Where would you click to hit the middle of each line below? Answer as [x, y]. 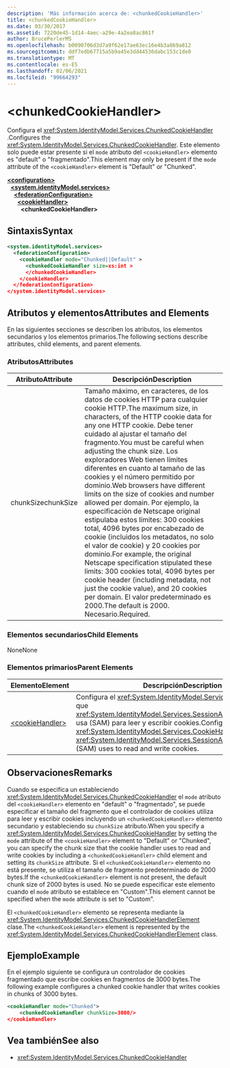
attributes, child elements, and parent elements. [74, 343]
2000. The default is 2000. [127, 606]
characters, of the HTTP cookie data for [148, 417]
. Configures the [29, 137]
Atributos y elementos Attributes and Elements [108, 313]
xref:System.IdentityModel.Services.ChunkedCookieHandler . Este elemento [114, 145]
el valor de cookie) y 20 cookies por [142, 545]
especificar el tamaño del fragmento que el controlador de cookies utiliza [110, 811]
